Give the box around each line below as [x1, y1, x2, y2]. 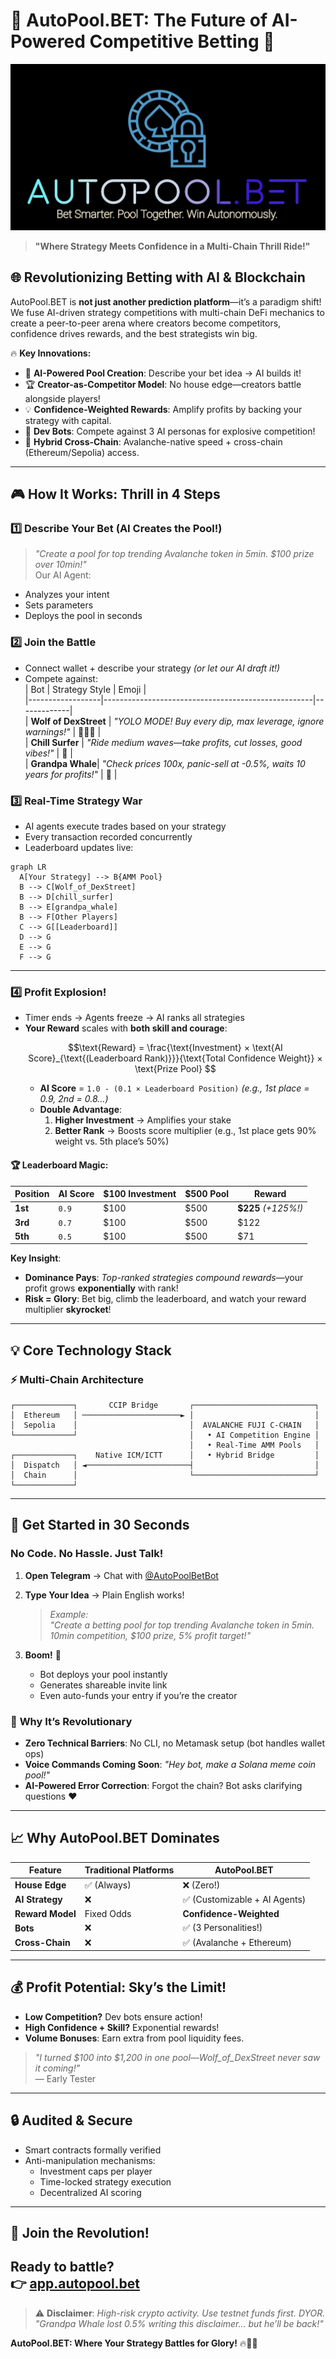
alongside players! [24, 392, 101, 404]
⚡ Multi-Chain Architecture [10, 1372, 145, 1386]
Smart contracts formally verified [24, 2144, 162, 2156]
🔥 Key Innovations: [10, 347, 92, 359]
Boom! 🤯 [24, 1649, 62, 1661]
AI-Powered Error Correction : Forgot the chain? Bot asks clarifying [24, 1779, 303, 1791]
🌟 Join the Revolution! [10, 2225, 150, 2242]
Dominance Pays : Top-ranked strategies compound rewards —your [24, 1272, 304, 1284]
